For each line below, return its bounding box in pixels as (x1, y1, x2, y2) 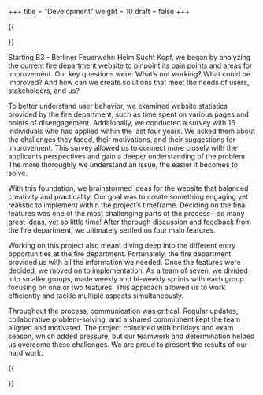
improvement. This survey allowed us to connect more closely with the (8, 143, 238, 152)
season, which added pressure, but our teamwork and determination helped (8, 331, 255, 341)
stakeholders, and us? (8, 86, 80, 95)
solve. (8, 169, 28, 177)
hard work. (8, 348, 43, 357)
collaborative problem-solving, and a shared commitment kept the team (8, 315, 241, 324)
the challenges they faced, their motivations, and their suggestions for (8, 135, 236, 144)
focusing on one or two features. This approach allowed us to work (8, 283, 226, 292)
